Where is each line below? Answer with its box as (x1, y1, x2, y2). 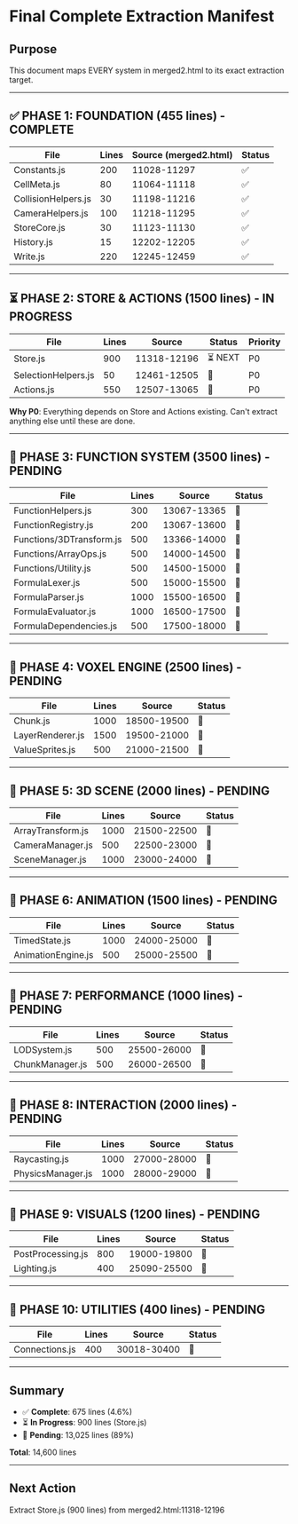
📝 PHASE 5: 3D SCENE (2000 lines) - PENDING (9, 783, 271, 798)
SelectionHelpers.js (13, 368, 95, 381)
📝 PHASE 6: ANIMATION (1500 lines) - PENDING (9, 893, 278, 908)
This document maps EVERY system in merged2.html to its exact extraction (9, 65, 285, 75)
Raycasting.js (13, 1152, 69, 1165)
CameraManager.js (13, 839, 93, 851)
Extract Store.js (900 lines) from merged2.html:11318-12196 (9, 1504, 225, 1515)
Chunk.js (13, 715, 51, 727)
